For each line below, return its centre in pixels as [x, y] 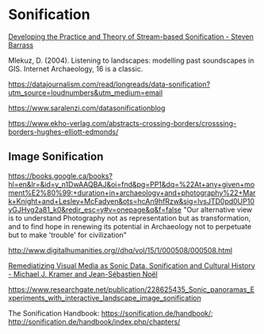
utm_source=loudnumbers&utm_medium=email [86, 92]
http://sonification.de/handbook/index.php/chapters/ [94, 321]
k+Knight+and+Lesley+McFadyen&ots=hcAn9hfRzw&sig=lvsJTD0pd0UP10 [132, 201]
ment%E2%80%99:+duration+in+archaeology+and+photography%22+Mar [132, 193]
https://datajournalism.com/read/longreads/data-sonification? [109, 84]
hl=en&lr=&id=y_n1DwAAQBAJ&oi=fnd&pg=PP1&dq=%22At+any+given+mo [132, 184]
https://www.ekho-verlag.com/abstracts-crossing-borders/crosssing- [122, 123]
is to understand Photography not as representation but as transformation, [130, 218]
